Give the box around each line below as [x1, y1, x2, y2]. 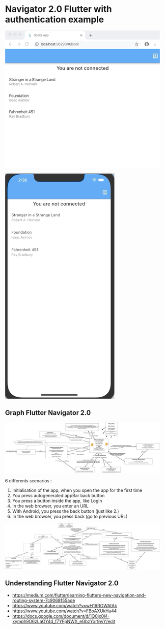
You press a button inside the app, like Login [12, 498, 102, 504]
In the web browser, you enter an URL [12, 503, 89, 509]
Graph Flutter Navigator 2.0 [5, 409, 91, 417]
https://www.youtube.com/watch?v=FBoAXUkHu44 [12, 608, 117, 614]
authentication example [5, 14, 104, 25]
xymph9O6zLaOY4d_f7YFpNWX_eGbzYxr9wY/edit [12, 618, 115, 624]
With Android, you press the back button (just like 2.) [12, 508, 119, 514]
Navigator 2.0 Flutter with [5, 3, 112, 15]
